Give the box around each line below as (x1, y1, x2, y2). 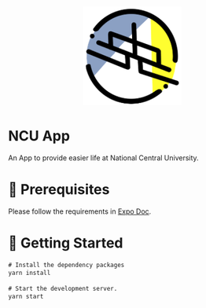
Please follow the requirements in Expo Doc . (8, 207, 152, 216)
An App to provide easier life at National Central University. (8, 153, 199, 163)
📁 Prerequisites (8, 181, 110, 199)
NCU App (8, 127, 71, 145)
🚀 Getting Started (8, 234, 123, 252)
